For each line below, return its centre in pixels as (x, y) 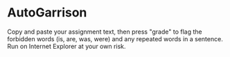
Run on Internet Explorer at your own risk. (67, 46)
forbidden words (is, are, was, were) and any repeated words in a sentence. (115, 38)
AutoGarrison (47, 13)
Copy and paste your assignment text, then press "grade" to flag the (105, 32)
